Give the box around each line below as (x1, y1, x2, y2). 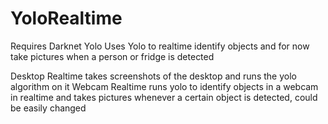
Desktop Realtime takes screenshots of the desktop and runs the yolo (10, 70, 297, 82)
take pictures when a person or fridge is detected (10, 50, 215, 62)
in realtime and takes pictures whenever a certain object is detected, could (10, 91, 318, 103)
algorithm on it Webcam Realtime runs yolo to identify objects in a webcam (10, 80, 319, 92)
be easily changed (10, 102, 87, 114)
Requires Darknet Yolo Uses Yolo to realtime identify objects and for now (10, 40, 310, 52)
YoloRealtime (10, 7, 123, 30)
